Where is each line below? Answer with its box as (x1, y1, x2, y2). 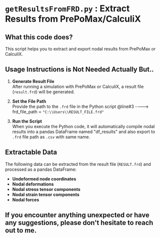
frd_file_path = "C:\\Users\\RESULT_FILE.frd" (12, 108, 104, 114)
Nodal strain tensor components (12, 191, 80, 197)
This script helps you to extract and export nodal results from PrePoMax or (5, 46, 156, 52)
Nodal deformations (12, 181, 54, 187)
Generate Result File (12, 78, 55, 84)
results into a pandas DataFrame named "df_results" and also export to (12, 129, 156, 134)
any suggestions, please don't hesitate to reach (5, 219, 153, 227)
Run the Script (12, 118, 43, 124)
